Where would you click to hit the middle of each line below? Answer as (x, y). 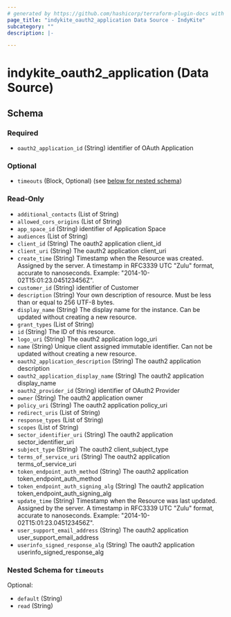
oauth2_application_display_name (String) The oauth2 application (110, 376)
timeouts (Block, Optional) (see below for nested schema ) (99, 181)
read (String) (35, 606)
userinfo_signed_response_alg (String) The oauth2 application (106, 544)
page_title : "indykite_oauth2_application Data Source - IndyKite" (107, 20)
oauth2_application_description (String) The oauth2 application (109, 361)
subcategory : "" (30, 26)
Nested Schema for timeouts (56, 570)
